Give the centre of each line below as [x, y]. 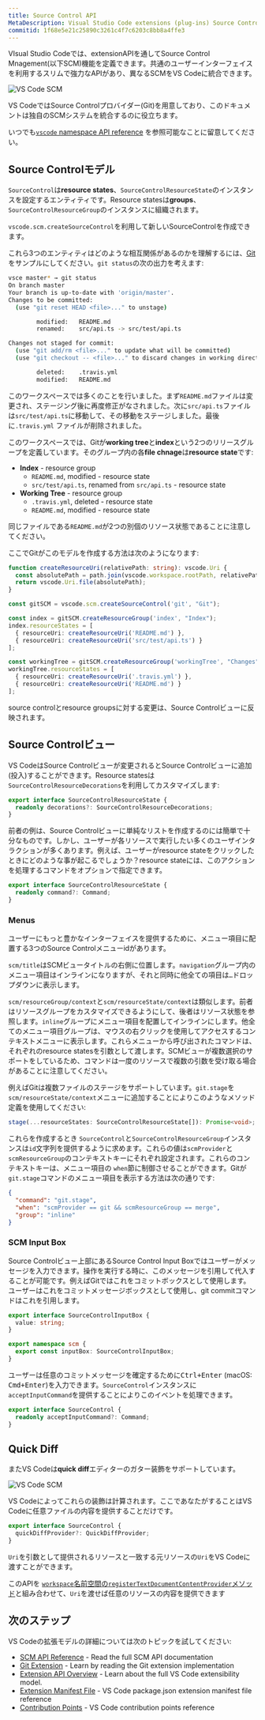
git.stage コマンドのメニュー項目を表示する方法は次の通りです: [112, 1178]
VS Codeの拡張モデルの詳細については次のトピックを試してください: [120, 1641]
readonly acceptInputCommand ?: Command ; [82, 1417]
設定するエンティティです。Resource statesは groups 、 [111, 200]
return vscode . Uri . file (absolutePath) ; [81, 583]
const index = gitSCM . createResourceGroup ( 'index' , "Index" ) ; [112, 619]
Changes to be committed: [50, 300]
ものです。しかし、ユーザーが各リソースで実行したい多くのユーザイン [135, 841]
